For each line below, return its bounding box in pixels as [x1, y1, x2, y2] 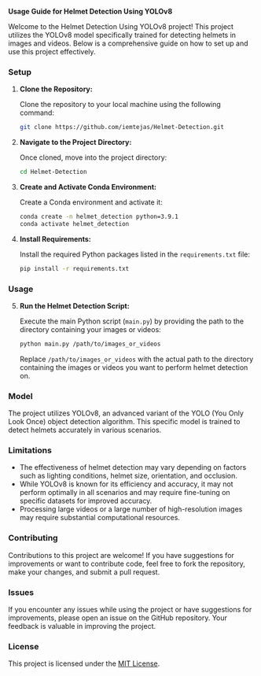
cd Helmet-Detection [19, 168, 87, 176]
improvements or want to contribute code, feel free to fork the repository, [8, 559, 246, 568]
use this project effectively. [8, 47, 96, 56]
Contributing [8, 533, 58, 544]
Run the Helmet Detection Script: [19, 301, 130, 310]
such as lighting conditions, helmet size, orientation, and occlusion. [19, 471, 238, 481]
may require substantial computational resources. [19, 513, 181, 523]
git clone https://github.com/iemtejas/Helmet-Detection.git [19, 124, 225, 131]
